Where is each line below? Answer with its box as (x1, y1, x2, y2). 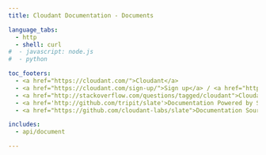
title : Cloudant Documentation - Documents (8, 11, 154, 20)
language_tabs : (8, 25, 59, 34)
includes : (8, 120, 41, 129)
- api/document (15, 128, 66, 136)
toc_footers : (8, 70, 51, 77)
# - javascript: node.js (8, 48, 93, 56)
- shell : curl (15, 40, 62, 48)
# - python (8, 55, 47, 63)
